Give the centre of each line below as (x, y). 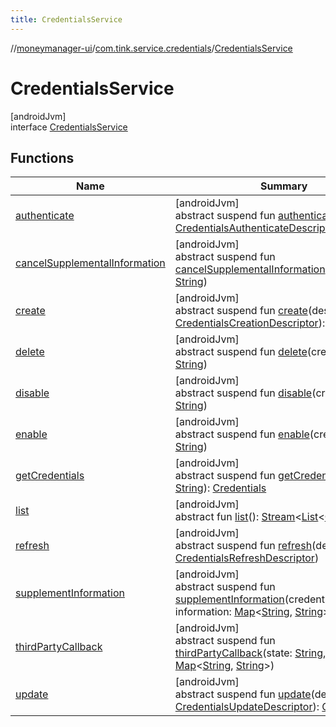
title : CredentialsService (66, 19)
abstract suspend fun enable (242, 434)
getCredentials (50, 476)
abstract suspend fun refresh (243, 546)
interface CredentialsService (69, 127)
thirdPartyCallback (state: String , (250, 653)
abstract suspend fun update (243, 694)
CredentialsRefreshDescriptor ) (247, 558)
